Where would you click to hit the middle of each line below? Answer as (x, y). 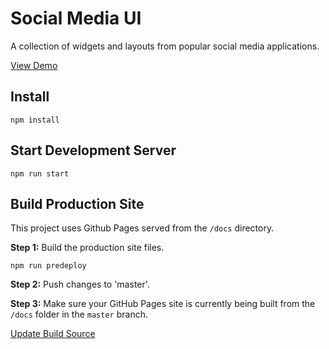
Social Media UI (76, 18)
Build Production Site (77, 203)
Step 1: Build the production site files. (87, 248)
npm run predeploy (48, 266)
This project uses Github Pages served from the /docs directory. (142, 228)
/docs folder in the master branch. (79, 314)
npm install (35, 120)
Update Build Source (53, 334)
